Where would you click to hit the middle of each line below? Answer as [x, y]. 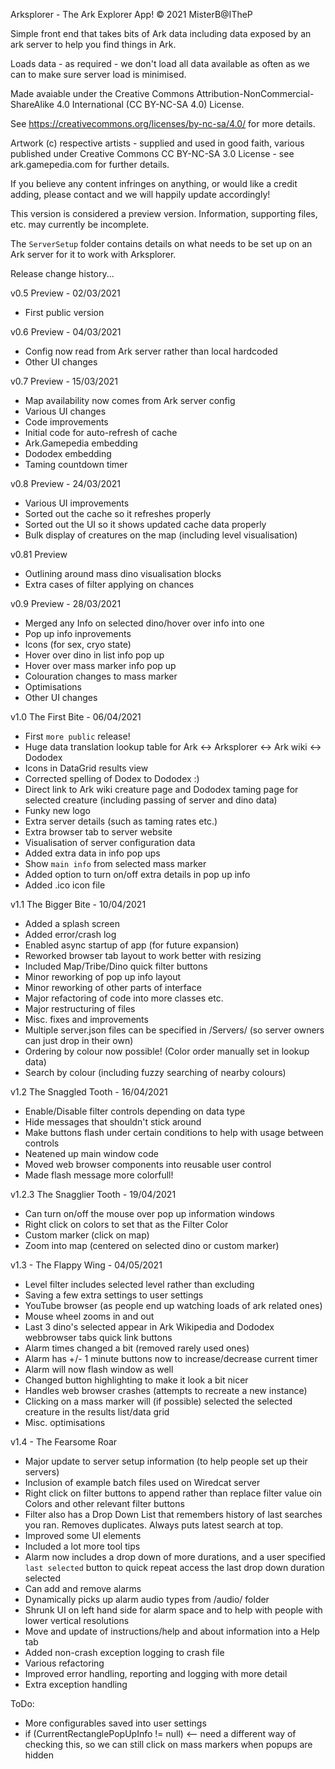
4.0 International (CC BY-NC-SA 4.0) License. [150, 104]
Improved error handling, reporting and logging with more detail [156, 1673]
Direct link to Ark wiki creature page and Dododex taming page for [161, 789]
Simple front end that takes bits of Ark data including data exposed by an [161, 33]
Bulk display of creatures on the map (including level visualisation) [161, 535]
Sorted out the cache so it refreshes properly [118, 513]
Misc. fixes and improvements [86, 1019]
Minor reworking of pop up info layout [103, 977]
